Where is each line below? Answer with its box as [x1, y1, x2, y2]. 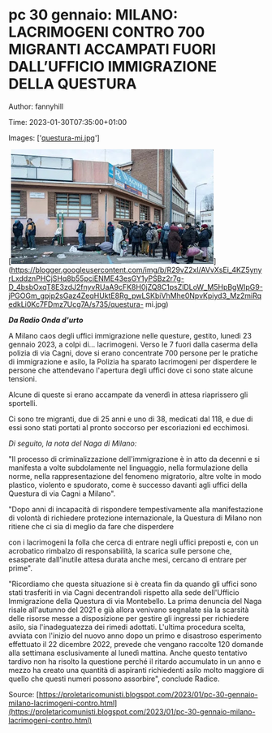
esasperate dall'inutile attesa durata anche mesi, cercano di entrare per [8, 554, 248, 564]
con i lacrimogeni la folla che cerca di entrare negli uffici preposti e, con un [8, 537, 259, 547]
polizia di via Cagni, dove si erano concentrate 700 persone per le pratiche [8, 347, 258, 358]
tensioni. [8, 373, 37, 383]
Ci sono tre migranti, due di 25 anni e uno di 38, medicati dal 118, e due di [8, 414, 253, 424]
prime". [8, 563, 32, 573]
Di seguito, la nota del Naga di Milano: [8, 438, 137, 448]
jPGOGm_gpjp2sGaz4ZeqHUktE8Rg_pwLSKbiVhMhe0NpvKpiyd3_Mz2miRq [8, 291, 262, 300]
